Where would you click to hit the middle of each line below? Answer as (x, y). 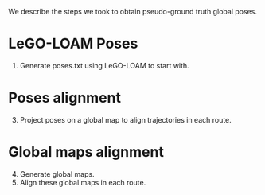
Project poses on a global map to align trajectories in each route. (126, 119)
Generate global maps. (57, 174)
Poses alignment (65, 98)
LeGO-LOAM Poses (73, 44)
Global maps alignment (86, 152)
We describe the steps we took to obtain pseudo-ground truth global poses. (132, 12)
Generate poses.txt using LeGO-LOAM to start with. (104, 65)
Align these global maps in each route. (83, 182)
